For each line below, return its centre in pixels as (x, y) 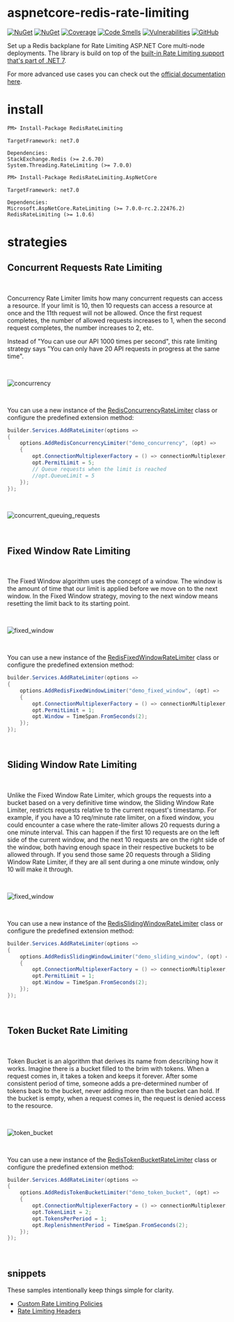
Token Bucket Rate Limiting (68, 1031)
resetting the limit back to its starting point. (69, 603)
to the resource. (30, 1105)
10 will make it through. (40, 869)
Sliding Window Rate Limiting (72, 765)
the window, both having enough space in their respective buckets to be (111, 847)
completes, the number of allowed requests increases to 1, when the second (117, 320)
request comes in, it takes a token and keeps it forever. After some (102, 1076)
